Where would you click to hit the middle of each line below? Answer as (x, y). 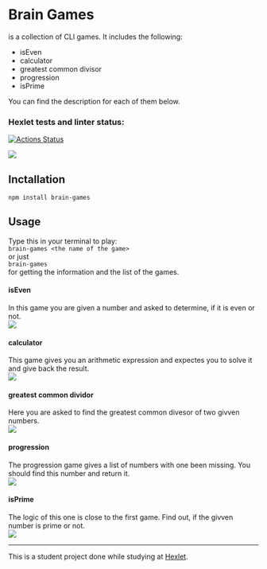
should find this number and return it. (69, 473)
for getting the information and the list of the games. (94, 271)
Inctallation (37, 179)
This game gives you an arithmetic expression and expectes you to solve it (130, 360)
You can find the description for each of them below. (94, 101)
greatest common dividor (51, 395)
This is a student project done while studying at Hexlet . (98, 556)
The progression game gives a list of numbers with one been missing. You (130, 465)
